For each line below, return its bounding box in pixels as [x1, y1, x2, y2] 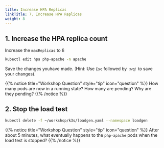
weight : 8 [5, 16, 25, 21]
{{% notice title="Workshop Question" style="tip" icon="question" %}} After [5, 127, 159, 133]
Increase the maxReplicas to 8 [5, 48, 65, 53]
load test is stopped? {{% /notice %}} [5, 137, 81, 143]
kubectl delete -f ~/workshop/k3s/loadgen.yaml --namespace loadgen [5, 118, 148, 123]
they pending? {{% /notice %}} [5, 91, 68, 97]
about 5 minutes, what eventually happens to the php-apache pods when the [5, 132, 158, 138]
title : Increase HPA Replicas [5, 7, 67, 12]
